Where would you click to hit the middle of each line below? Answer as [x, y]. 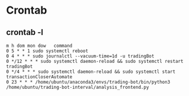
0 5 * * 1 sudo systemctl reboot [47, 51]
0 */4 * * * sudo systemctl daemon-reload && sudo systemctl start [91, 72]
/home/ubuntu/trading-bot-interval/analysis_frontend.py [78, 87]
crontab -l [25, 32]
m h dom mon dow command [39, 46]
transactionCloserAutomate [39, 77]
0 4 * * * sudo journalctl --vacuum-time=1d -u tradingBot [80, 56]
